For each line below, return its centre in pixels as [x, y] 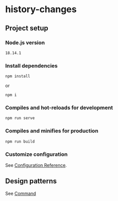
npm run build [20, 141]
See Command [21, 193]
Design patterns [31, 181]
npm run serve [20, 118]
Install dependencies [32, 65]
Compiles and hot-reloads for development [59, 108]
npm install [18, 76]
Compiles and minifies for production [52, 131]
